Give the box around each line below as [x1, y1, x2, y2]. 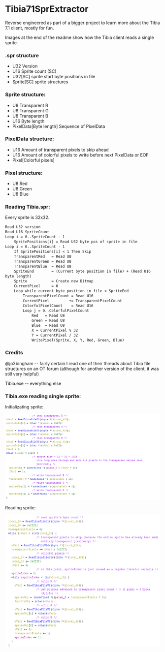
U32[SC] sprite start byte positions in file [12, 74, 96, 80]
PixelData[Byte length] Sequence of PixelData [12, 123, 105, 129]
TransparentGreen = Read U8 [14, 259, 71, 264]
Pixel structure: [5, 169, 43, 176]
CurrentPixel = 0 [14, 284, 58, 289]
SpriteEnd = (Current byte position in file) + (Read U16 [14, 269, 151, 274]
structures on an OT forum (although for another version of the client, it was [5, 366, 159, 372]
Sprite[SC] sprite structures [12, 79, 68, 85]
